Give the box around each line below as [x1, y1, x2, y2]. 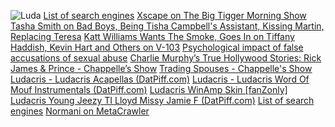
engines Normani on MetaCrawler [10, 105, 150, 117]
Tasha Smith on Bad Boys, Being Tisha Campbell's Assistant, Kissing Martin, [10, 20, 325, 32]
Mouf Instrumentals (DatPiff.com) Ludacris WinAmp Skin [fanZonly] [10, 84, 288, 95]
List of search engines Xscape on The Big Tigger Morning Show [43, 10, 307, 21]
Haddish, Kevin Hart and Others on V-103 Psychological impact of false [10, 41, 304, 53]
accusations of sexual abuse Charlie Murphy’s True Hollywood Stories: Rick [10, 52, 322, 64]
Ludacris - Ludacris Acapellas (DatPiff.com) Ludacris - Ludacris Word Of [10, 73, 310, 85]
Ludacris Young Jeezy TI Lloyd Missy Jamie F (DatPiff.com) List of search [10, 95, 315, 106]
